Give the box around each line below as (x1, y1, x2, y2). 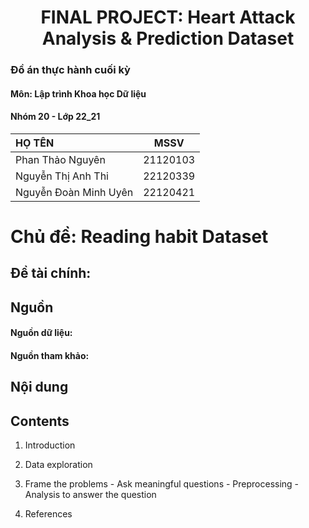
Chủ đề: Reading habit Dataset (10, 226, 269, 248)
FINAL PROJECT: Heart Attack (40, 6, 296, 29)
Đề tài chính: (10, 265, 92, 282)
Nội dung (10, 379, 69, 396)
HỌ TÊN (15, 136, 55, 150)
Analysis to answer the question (24, 489, 157, 501)
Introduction (24, 439, 76, 451)
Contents (10, 412, 70, 430)
